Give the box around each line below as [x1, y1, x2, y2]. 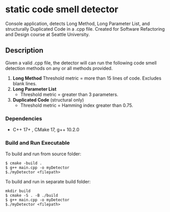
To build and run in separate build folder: [5, 179, 91, 185]
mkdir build [5, 189, 31, 194]
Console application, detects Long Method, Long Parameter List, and [5, 20, 150, 27]
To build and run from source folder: [5, 151, 82, 157]
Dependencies [5, 115, 42, 122]
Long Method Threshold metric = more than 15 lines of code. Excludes [12, 75, 162, 81]
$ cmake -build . [5, 161, 42, 166]
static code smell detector [5, 4, 118, 15]
